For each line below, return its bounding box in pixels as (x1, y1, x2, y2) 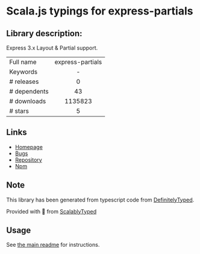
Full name (9, 58, 37, 66)
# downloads (9, 97, 46, 105)
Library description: (6, 28, 83, 39)
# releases (9, 77, 39, 86)
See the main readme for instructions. (6, 241, 100, 249)
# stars (9, 107, 29, 115)
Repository (14, 156, 42, 164)
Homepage (14, 143, 43, 150)
